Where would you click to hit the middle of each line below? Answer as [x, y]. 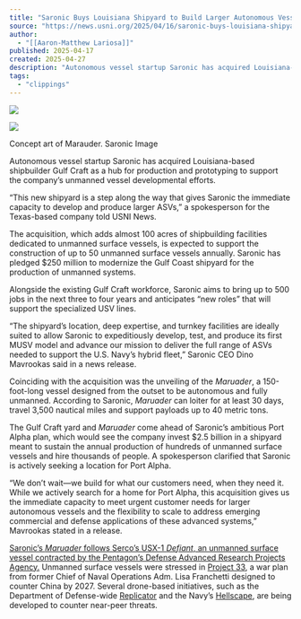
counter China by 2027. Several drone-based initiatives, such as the [134, 586]
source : [24, 26]
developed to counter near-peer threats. [84, 605]
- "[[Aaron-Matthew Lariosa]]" [76, 43]
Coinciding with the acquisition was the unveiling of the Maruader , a [135, 381]
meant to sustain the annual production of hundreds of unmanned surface [146, 446]
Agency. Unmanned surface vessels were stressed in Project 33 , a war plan [149, 567]
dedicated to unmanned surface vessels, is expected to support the [134, 243]
